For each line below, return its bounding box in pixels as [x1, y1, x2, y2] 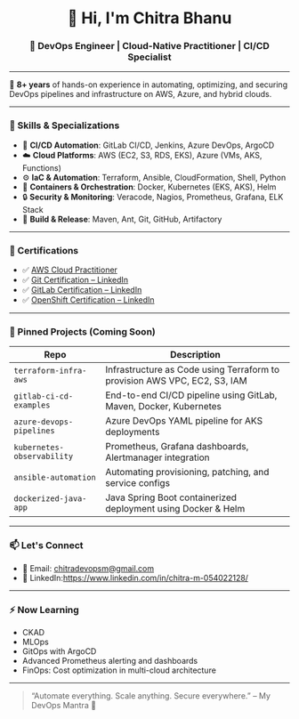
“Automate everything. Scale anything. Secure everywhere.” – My [30, 690, 271, 701]
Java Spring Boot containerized [105, 491, 238, 504]
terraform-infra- [13, 366, 87, 376]
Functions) [21, 162, 62, 173]
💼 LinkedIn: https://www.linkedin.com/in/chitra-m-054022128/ [21, 572, 249, 583]
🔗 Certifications [9, 244, 79, 256]
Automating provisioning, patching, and [105, 466, 270, 479]
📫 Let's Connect [9, 539, 84, 552]
